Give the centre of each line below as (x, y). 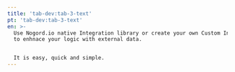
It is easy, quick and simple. (59, 58)
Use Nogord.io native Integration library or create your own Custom (117, 33)
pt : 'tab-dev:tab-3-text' (45, 20)
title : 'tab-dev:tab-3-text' (50, 13)
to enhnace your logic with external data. (78, 39)
